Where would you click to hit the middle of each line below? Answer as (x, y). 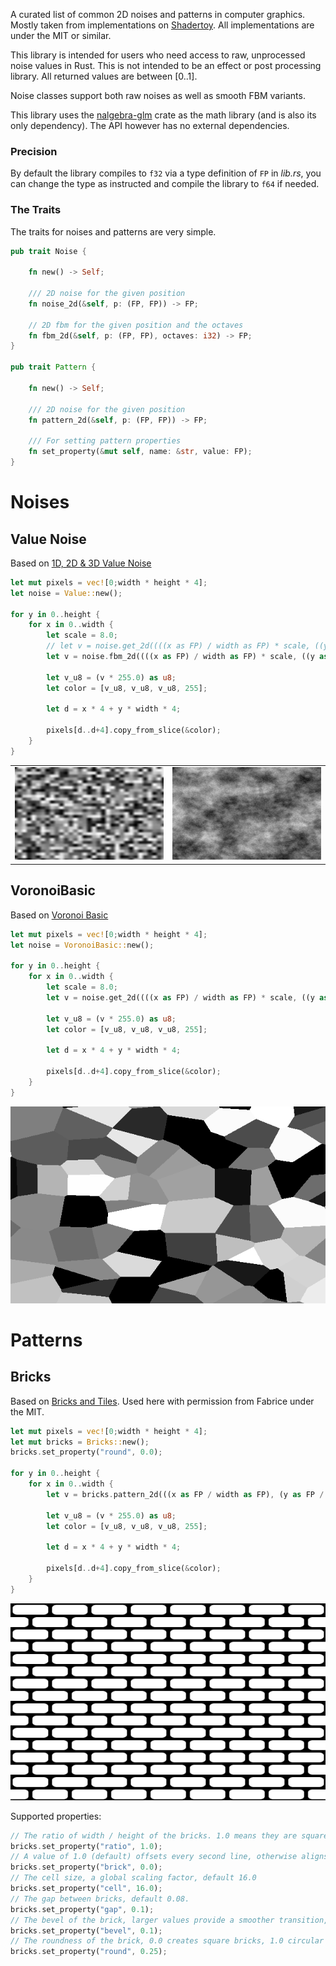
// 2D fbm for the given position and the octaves (136, 325)
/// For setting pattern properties (105, 441)
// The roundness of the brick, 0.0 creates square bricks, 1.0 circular (167, 1941)
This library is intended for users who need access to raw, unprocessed (158, 55)
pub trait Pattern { (53, 367)
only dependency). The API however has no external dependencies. (150, 125)
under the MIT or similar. (61, 35)
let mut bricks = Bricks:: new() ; (80, 1442)
